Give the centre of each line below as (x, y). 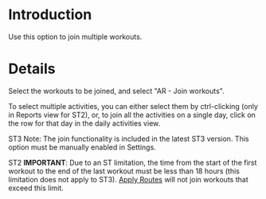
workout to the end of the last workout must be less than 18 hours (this (124, 171)
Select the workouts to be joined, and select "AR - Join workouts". (116, 91)
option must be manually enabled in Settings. (82, 147)
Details (32, 69)
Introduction (50, 15)
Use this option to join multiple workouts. (75, 37)
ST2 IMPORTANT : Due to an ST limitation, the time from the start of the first (133, 162)
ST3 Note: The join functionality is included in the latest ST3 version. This (129, 139)
